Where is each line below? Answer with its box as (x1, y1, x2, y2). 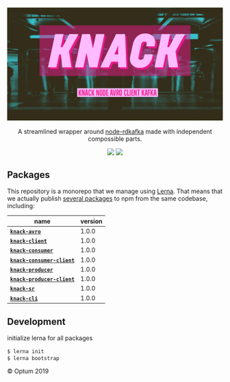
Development (7, 315, 66, 327)
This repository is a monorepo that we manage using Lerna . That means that (7, 187, 223, 196)
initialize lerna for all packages (7, 334, 93, 342)
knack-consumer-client (10, 257, 75, 264)
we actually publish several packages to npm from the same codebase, (7, 194, 208, 203)
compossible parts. (88, 135, 142, 143)
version (80, 217, 103, 225)
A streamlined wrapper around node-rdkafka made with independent (18, 128, 212, 136)
